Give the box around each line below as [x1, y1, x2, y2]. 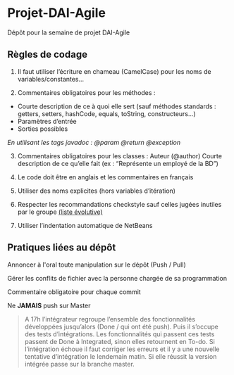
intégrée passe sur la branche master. [24, 360, 135, 368]
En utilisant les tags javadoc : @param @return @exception [7, 138, 181, 146]
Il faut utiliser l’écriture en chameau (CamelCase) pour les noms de [17, 67, 211, 75]
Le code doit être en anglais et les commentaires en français [17, 172, 194, 181]
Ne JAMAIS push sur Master [7, 301, 91, 310]
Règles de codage [7, 49, 88, 61]
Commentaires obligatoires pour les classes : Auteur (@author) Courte [17, 151, 222, 160]
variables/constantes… [17, 75, 85, 83]
